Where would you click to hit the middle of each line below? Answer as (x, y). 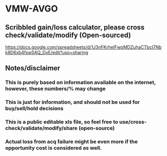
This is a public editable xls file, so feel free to (62, 122)
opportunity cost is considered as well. (53, 148)
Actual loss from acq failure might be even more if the (71, 142)
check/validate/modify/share (41, 128)
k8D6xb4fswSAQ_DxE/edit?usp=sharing (47, 52)
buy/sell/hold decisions (34, 108)
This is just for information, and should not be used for (72, 102)
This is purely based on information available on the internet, (80, 82)
